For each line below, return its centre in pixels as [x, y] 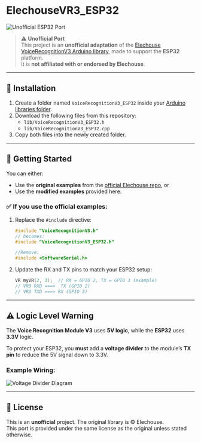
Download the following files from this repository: [75, 115]
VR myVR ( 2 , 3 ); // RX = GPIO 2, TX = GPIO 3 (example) [86, 281]
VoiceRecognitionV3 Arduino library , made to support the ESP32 [100, 51]
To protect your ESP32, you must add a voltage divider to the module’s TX [99, 348]
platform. [32, 57]
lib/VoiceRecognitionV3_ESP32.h [64, 122]
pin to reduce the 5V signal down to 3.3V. [57, 355]
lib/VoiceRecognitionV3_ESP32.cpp [67, 129]
